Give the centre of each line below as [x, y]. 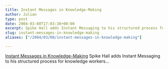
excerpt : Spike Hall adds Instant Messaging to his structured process [81, 28]
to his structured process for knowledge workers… [57, 61]
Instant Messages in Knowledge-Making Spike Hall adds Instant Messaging [83, 56]
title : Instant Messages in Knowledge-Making [53, 10]
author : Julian [21, 14]
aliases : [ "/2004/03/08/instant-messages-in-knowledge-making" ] [73, 38]
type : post [16, 19]
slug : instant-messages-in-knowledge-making [52, 33]
